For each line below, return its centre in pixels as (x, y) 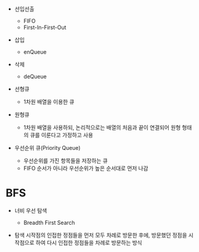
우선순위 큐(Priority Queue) (47, 148)
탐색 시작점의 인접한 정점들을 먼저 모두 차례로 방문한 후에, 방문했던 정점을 (101, 235)
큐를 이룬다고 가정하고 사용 (61, 135)
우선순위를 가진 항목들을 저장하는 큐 (66, 161)
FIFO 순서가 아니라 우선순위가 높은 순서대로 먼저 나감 (86, 168)
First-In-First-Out (45, 27)
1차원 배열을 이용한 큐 (49, 102)
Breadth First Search (49, 222)
